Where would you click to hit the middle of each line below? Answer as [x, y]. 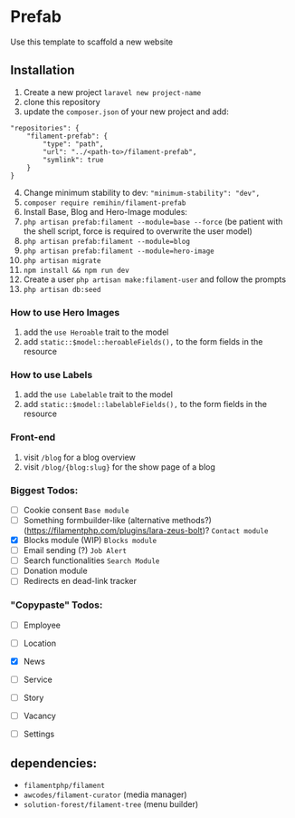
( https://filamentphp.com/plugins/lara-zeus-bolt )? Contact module [146, 531]
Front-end [33, 437]
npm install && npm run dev [76, 270]
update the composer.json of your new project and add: [126, 112]
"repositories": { [45, 128]
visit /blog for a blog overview [80, 457]
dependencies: [54, 763]
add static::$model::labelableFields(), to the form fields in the [145, 404]
